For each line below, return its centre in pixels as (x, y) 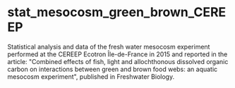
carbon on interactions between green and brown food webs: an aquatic (113, 69)
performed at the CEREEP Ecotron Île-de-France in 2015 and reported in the (117, 54)
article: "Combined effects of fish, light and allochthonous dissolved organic (118, 61)
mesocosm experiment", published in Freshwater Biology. (91, 76)
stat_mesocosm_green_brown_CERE (117, 12)
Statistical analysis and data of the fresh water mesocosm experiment (109, 46)
